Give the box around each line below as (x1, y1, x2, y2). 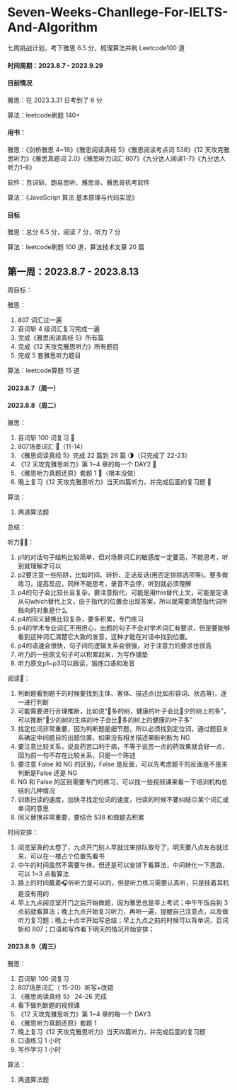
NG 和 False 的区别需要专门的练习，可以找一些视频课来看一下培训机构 (17, 777, 221, 786)
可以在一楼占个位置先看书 (30, 851, 105, 860)
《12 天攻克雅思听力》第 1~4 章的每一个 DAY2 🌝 (17, 459, 157, 468)
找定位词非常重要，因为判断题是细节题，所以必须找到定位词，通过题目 (17, 724, 223, 733)
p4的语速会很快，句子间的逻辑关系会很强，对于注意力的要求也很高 (17, 641, 212, 650)
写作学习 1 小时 (17, 1045, 62, 1053)
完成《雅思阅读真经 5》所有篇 (17, 333, 105, 342)
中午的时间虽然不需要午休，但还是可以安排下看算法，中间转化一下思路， (17, 861, 229, 869)
